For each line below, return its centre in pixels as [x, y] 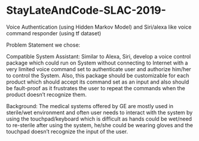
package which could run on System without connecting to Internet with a [97, 63]
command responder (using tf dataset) [54, 33]
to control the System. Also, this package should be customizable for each [98, 75]
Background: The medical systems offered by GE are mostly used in [90, 106]
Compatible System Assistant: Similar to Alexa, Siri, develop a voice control [99, 56]
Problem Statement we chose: [43, 45]
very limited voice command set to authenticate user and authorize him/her [99, 69]
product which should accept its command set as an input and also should [98, 82]
